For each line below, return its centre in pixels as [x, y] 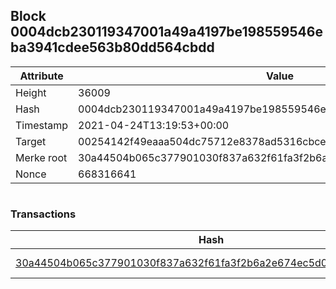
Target [31, 141]
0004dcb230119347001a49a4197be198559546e [166, 32]
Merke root [41, 157]
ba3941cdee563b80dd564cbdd [112, 47]
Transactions [43, 214]
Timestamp [42, 125]
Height [31, 92]
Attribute [41, 76]
